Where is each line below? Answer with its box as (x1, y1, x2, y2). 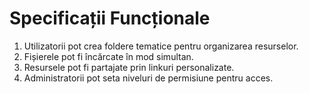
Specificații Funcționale (9, 7, 211, 30)
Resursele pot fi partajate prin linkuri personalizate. (23, 61, 235, 73)
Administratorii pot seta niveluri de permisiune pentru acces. (23, 72, 274, 84)
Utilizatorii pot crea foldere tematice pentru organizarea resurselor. (23, 40, 299, 52)
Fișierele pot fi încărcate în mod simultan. (23, 50, 194, 62)
